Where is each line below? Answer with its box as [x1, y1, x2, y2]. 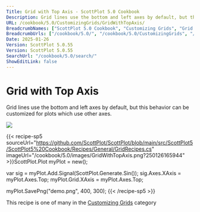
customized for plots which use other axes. [6, 110, 112, 117]
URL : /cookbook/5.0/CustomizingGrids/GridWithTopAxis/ [6, 20, 145, 26]
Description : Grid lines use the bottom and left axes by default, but [6, 14, 187, 20]
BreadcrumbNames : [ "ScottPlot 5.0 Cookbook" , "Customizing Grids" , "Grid [6, 25, 193, 32]
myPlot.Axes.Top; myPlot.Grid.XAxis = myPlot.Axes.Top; [6, 176, 144, 183]
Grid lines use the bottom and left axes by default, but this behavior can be [6, 104, 189, 111]
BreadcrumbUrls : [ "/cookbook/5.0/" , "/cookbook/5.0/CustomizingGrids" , [6, 31, 187, 37]
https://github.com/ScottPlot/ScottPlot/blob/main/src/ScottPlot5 [36, 139, 193, 146]
